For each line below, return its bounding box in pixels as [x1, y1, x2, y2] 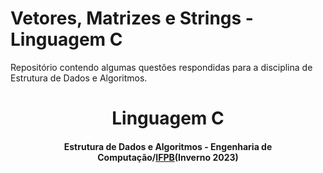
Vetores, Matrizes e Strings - [10, 7, 254, 30]
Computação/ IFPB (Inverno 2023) [97, 151, 239, 163]
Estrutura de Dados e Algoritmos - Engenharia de [63, 140, 273, 152]
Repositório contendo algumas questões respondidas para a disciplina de [10, 61, 313, 73]
